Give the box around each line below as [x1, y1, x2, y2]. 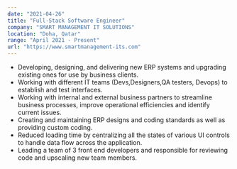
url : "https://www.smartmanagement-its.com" [7, 43, 141, 50]
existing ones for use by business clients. [17, 70, 139, 79]
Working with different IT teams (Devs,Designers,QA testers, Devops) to [17, 78, 228, 86]
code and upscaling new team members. [17, 153, 137, 162]
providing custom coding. [17, 124, 93, 131]
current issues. [17, 108, 62, 116]
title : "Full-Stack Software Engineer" [7, 17, 126, 24]
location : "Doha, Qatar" [7, 30, 81, 38]
